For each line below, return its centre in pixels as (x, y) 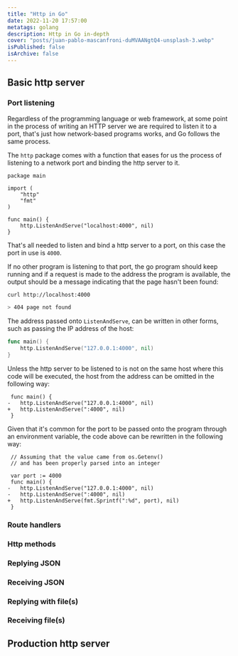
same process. (29, 141)
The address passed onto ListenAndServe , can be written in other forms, (113, 321)
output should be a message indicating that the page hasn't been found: (113, 282)
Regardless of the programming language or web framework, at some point (118, 118)
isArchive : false (33, 54)
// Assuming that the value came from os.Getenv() (87, 457)
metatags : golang (33, 27)
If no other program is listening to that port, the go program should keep (113, 266)
